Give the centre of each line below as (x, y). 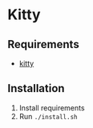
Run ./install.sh (48, 116)
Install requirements (52, 108)
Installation (36, 88)
